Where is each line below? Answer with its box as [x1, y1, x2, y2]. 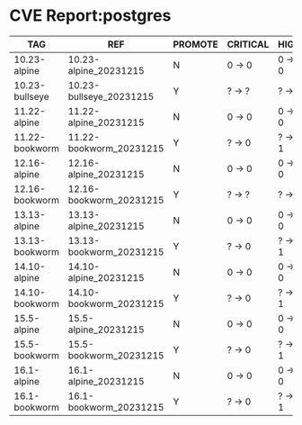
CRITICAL [226, 38, 270, 50]
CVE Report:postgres [9, 5, 172, 26]
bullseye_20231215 [67, 90, 155, 103]
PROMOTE [173, 38, 218, 50]
